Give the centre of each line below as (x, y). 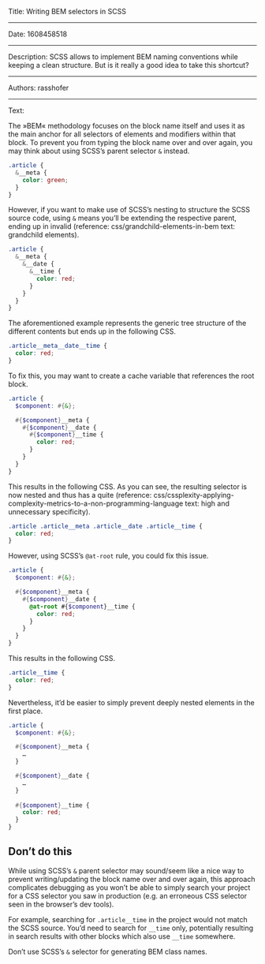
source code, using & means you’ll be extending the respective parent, (122, 218)
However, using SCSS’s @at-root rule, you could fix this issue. (108, 556)
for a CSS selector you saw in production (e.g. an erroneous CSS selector (127, 895)
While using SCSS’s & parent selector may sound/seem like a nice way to (126, 870)
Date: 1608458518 (38, 34)
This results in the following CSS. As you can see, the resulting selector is (127, 486)
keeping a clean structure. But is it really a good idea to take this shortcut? (129, 65)
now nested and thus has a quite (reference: (80, 495)
